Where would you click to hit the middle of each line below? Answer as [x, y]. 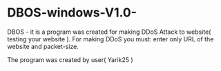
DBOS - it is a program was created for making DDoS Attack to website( [109, 32]
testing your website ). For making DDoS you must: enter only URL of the [110, 39]
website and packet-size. [43, 46]
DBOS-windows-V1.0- [72, 13]
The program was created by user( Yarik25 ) [70, 59]
